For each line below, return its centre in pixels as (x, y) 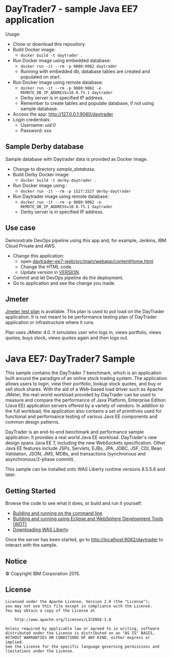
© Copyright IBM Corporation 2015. (43, 573)
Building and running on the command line (58, 513)
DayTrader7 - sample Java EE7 (72, 9)
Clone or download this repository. (49, 44)
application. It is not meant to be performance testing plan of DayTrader (81, 317)
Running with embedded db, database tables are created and (85, 71)
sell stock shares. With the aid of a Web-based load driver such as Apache (84, 389)
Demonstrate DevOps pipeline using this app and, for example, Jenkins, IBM (86, 240)
